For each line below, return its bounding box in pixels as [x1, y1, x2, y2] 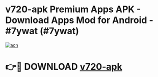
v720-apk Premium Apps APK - [5, 4, 141, 15]
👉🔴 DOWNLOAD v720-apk [5, 61, 122, 72]
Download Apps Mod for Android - [5, 14, 154, 26]
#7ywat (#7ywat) [5, 25, 79, 37]
